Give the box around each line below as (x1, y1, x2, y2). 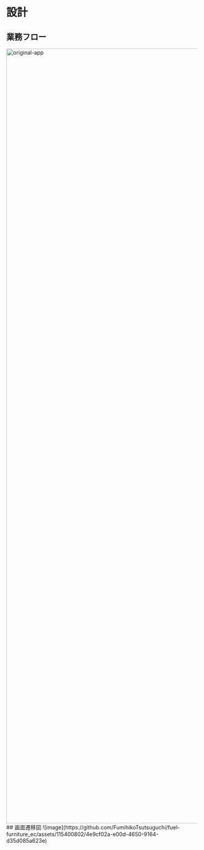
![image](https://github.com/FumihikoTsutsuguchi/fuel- (42, 824, 180, 831)
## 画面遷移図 (6, 824, 41, 831)
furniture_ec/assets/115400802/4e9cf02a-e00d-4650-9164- (6, 831, 159, 838)
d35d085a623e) (6, 837, 47, 844)
